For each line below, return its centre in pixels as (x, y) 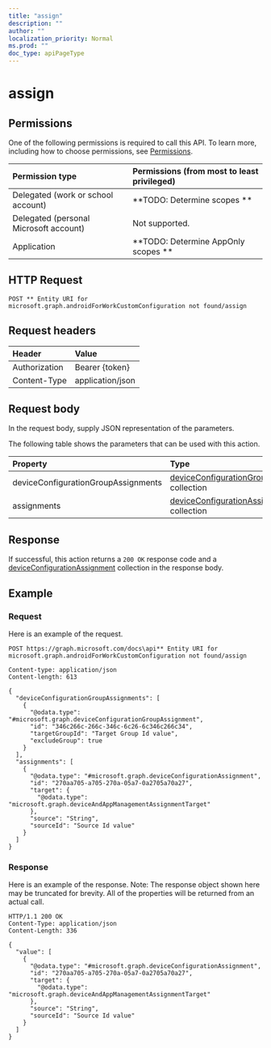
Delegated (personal (51, 218)
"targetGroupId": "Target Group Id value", (104, 733)
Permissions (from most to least (196, 171)
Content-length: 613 (43, 677)
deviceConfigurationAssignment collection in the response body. (116, 568)
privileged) (154, 181)
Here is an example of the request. (66, 634)
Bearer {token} (102, 367)
